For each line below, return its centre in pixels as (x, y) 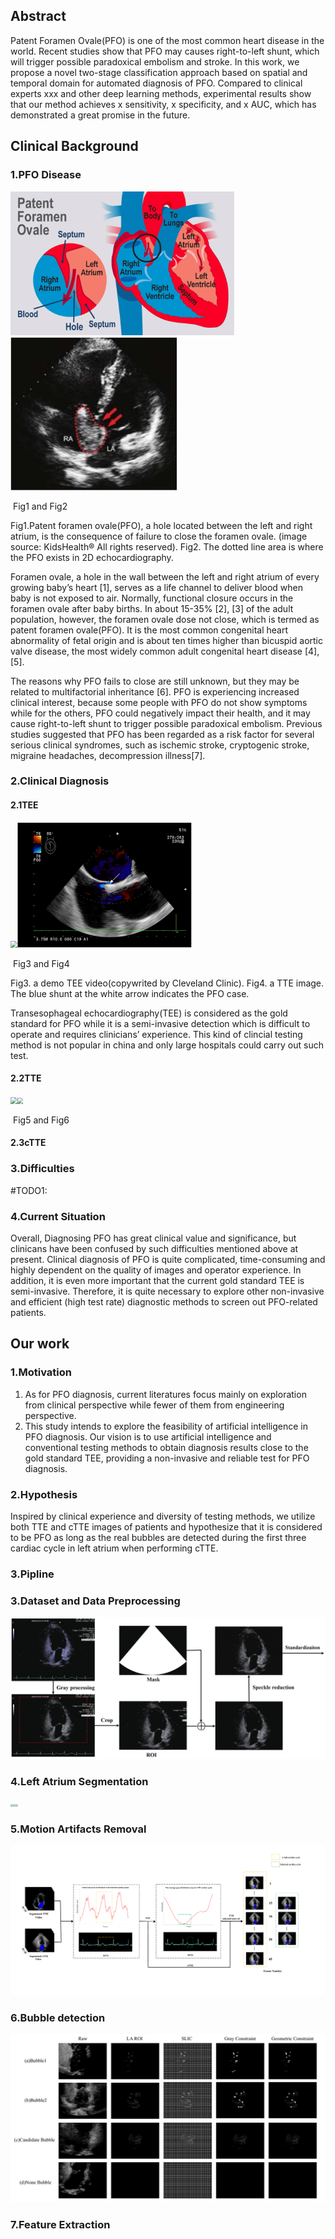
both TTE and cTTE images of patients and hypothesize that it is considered (166, 1527)
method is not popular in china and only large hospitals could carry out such (167, 1045)
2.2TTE (26, 1078)
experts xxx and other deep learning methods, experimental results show (161, 93)
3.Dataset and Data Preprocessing (95, 1601)
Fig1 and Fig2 (40, 506)
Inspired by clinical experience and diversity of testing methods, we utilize (163, 1516)
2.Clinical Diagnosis (60, 781)
